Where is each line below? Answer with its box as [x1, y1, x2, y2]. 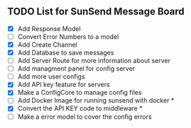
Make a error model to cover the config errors [17, 112, 152, 121]
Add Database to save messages [17, 49, 114, 57]
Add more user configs [17, 72, 85, 81]
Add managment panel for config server [17, 64, 136, 73]
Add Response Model [17, 24, 81, 33]
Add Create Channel [17, 40, 77, 49]
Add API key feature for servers [17, 81, 110, 89]
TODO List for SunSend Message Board [7, 6, 185, 18]
